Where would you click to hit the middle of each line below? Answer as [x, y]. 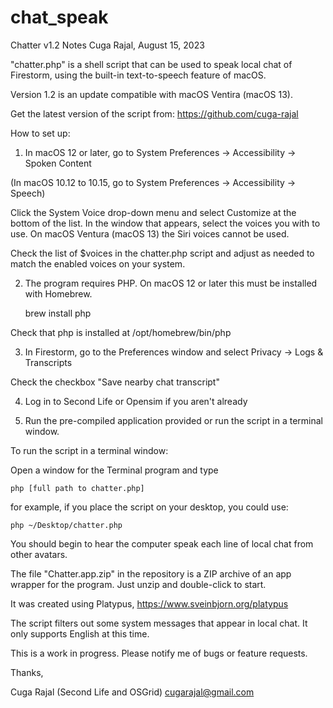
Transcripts [48, 362]
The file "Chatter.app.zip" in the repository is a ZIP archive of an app [151, 573]
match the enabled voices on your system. [98, 263]
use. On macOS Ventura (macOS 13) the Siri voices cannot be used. [150, 233]
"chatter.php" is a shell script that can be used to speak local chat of [151, 64]
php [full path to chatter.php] [77, 488]
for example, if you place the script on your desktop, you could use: [149, 507]
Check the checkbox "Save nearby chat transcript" [115, 382]
